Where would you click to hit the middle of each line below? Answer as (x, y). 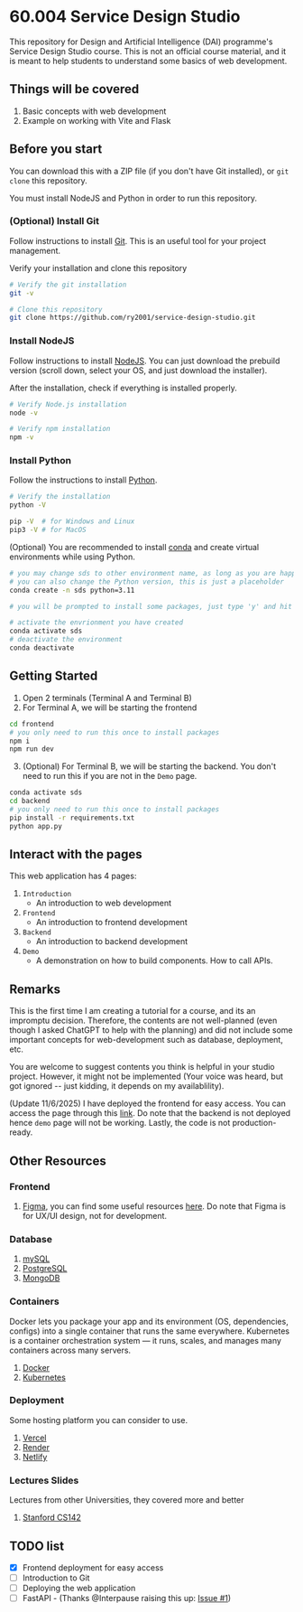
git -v (22, 293)
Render (36, 1447)
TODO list (37, 1546)
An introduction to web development (104, 903)
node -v (24, 413)
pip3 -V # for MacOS (48, 530)
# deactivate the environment (66, 640)
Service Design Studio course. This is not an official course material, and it (148, 51)
